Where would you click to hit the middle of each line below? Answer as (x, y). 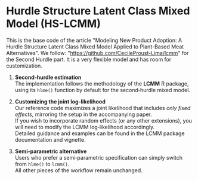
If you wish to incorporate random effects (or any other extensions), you (103, 120)
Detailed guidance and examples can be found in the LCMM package (100, 133)
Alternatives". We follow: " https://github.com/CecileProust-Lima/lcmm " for (98, 53)
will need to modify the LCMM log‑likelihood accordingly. (85, 127)
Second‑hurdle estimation (48, 77)
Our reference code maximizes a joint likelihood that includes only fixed (103, 108)
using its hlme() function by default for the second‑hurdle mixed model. (103, 90)
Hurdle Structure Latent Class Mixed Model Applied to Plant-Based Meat (95, 47)
